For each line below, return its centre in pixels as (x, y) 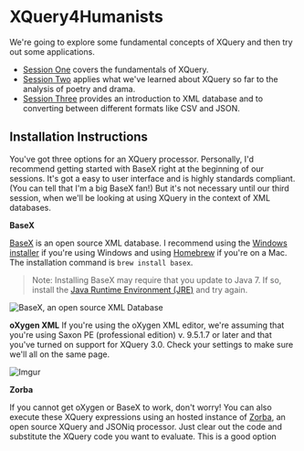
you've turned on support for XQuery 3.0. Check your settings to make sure (152, 344)
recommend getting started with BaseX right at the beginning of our (137, 168)
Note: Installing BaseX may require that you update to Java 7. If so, (157, 279)
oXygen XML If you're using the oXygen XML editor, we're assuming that (147, 325)
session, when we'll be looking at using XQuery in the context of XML (140, 197)
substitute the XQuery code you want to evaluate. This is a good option (143, 436)
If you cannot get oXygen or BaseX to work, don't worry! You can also (141, 407)
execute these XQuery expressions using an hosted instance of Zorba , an (147, 416)
